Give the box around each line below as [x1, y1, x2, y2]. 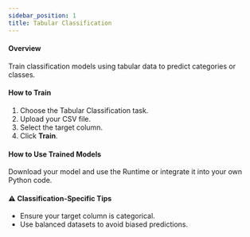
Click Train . [19, 130, 58, 140]
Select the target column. [19, 122, 104, 132]
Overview [8, 44, 41, 53]
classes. [8, 69, 36, 80]
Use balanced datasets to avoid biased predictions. [19, 220, 189, 229]
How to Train [8, 88, 52, 98]
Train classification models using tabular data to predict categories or [8, 61, 236, 71]
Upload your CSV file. [19, 114, 92, 123]
